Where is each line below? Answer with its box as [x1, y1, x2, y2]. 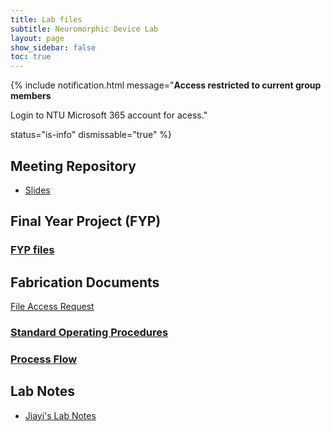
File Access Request [10, 301, 95, 313]
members [10, 90, 52, 102]
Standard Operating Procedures [10, 325, 169, 339]
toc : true [10, 52, 52, 62]
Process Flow [10, 352, 78, 366]
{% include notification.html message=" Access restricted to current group [10, 79, 322, 91]
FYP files [10, 243, 55, 257]
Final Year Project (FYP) [10, 213, 162, 230]
